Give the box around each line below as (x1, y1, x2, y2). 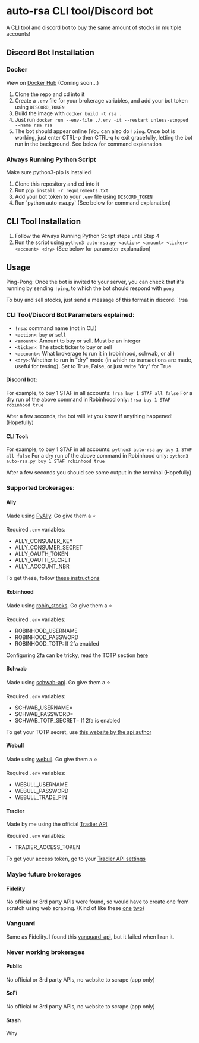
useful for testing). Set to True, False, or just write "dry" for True (14, 362, 172, 369)
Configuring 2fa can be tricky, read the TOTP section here (6, 652, 149, 659)
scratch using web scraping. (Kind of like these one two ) (6, 905, 144, 912)
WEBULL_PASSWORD (14, 787, 69, 794)
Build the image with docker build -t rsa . (14, 109, 122, 117)
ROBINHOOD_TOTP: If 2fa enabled (14, 640, 99, 647)
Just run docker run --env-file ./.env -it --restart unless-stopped (14, 116, 188, 123)
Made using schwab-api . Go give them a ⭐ (6, 678, 111, 686)
